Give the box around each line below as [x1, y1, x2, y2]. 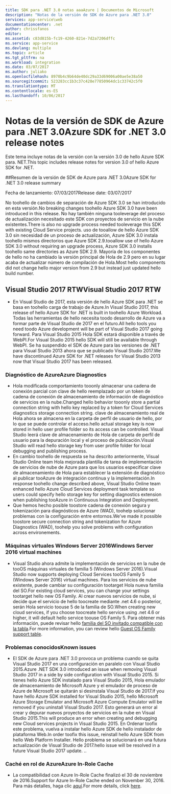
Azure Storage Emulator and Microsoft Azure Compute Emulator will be [12, 699, 162, 705]
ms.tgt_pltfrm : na [5, 55, 44, 60]
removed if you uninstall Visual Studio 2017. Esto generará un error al [12, 704, 158, 711]
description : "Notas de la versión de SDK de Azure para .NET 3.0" [5, 12, 152, 17]
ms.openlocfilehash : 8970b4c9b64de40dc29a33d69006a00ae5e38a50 [5, 74, 143, 79]
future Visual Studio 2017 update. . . [12, 747, 87, 754]
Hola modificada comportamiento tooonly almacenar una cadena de [12, 383, 156, 389]
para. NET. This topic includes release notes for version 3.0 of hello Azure [5, 159, 159, 165]
